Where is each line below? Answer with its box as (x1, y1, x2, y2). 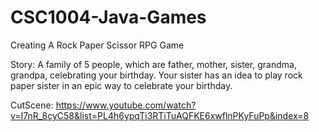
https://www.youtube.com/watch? (55, 99, 197, 111)
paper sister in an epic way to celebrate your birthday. (10, 79, 233, 91)
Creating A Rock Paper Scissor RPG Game (10, 39, 185, 51)
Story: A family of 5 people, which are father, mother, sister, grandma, (10, 58, 297, 70)
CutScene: (10, 99, 54, 111)
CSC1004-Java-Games (10, 6, 207, 29)
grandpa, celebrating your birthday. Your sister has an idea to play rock (10, 69, 303, 81)
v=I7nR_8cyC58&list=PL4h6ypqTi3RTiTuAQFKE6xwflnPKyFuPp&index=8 (10, 109, 310, 121)
